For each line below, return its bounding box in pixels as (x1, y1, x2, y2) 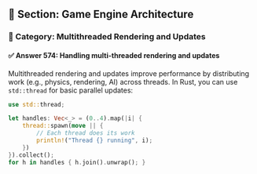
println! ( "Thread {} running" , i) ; (36, 136, 153, 145)
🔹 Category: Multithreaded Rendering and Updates (8, 31, 206, 42)
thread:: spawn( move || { (22, 122, 104, 130)
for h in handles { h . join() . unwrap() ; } (8, 158, 146, 166)
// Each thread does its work (36, 129, 135, 137)
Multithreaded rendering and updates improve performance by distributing (8, 68, 250, 78)
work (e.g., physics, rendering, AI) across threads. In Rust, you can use (8, 77, 238, 86)
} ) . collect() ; (8, 150, 55, 159)
